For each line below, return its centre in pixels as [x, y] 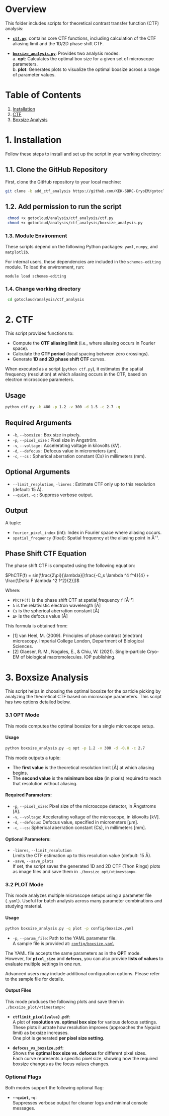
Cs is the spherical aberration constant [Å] [56, 611]
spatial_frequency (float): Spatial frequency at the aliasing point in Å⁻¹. [86, 538]
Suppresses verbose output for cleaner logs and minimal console [80, 1103]
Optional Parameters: [28, 839]
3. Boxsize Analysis [47, 677]
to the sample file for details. [35, 979]
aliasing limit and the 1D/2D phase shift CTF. [58, 43]
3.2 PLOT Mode [24, 885]
